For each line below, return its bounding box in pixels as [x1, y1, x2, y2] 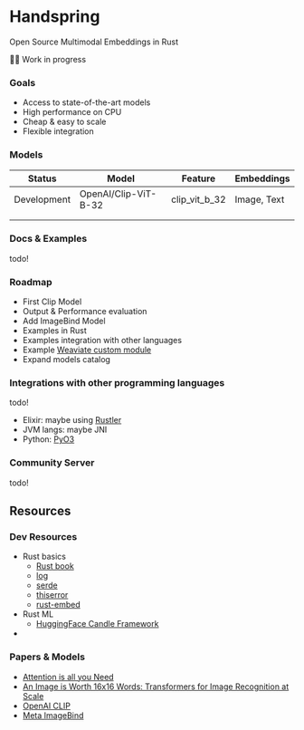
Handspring [9, 6, 100, 27]
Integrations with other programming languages [9, 377, 225, 389]
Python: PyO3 [22, 434, 75, 445]
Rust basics [22, 551, 66, 562]
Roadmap [9, 275, 52, 288]
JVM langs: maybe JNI [22, 424, 108, 436]
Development [14, 193, 71, 206]
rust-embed [35, 600, 81, 610]
